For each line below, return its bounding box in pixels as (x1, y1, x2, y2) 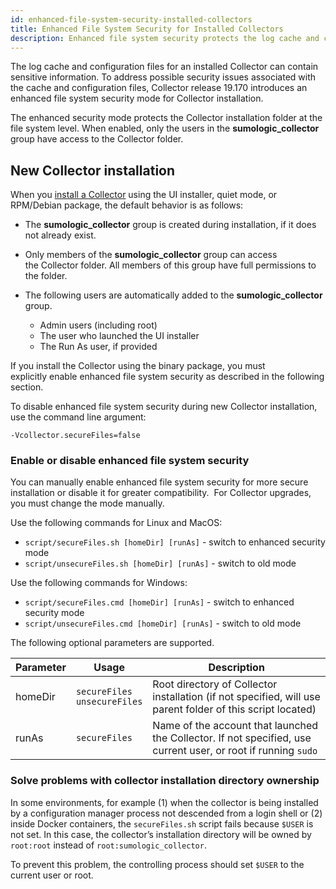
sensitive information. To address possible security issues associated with (10, 71, 317, 83)
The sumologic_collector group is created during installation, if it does (24, 219, 317, 231)
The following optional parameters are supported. (10, 637, 215, 649)
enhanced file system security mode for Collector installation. (10, 92, 264, 105)
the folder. (24, 270, 68, 282)
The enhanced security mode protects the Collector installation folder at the (10, 112, 323, 124)
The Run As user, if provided (39, 341, 158, 353)
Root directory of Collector (152, 677, 278, 691)
